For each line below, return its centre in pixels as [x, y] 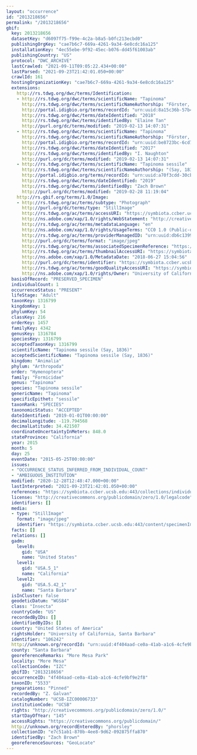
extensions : [26, 88]
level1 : [26, 563]
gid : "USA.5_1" [40, 568]
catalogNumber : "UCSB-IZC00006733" [55, 699]
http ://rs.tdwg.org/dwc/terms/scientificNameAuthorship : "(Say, [102, 170]
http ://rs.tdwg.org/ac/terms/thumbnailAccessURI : [83, 252]
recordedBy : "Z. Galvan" [42, 694]
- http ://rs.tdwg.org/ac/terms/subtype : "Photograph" [84, 203]
